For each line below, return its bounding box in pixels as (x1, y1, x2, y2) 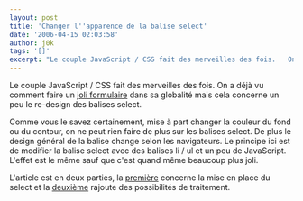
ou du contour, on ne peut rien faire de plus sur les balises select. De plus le (9, 126, 291, 136)
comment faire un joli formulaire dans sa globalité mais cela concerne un (9, 89, 280, 100)
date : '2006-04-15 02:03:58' (9, 30, 119, 39)
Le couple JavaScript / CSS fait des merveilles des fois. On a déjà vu (9, 80, 264, 90)
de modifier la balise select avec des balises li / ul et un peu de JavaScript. (9, 145, 287, 156)
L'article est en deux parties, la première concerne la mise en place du (9, 172, 271, 183)
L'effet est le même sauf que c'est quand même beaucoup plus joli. (9, 155, 259, 165)
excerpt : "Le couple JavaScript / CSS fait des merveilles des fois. (9, 55, 277, 64)
